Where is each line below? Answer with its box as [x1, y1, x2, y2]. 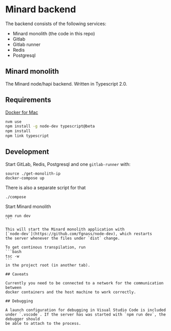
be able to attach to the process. [5, 321, 81, 326]
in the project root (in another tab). [5, 262, 91, 267]
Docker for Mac [5, 109, 38, 115]
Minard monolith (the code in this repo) [12, 30, 95, 36]
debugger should [5, 316, 40, 321]
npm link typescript [5, 133, 50, 139]
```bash [5, 249, 22, 254]
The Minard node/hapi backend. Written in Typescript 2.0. [5, 80, 127, 87]
